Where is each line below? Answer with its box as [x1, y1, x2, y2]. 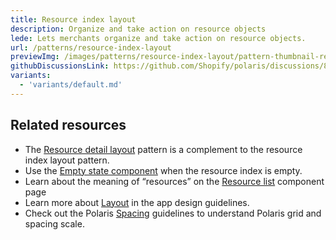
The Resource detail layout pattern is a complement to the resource [24, 143, 303, 155]
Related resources [10, 117, 127, 134]
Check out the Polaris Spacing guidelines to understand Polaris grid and [24, 207, 322, 219]
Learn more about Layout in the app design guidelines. [24, 196, 250, 208]
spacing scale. [24, 217, 85, 230]
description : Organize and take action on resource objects [10, 24, 267, 34]
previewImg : [10, 52, 60, 62]
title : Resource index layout [10, 14, 137, 25]
